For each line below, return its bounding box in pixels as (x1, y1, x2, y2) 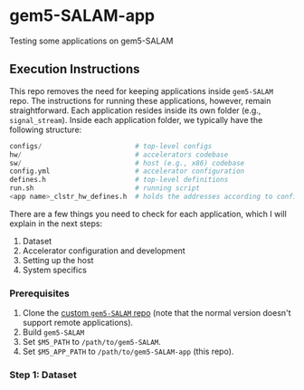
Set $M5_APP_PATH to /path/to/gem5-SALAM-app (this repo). (22, 346, 234, 357)
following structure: (9, 124, 82, 135)
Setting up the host (22, 254, 94, 265)
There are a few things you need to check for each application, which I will (9, 208, 287, 219)
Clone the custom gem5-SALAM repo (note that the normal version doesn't (22, 308, 291, 319)
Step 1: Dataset (9, 368, 77, 381)
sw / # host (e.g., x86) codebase (9, 158, 245, 167)
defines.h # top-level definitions (9, 176, 229, 185)
